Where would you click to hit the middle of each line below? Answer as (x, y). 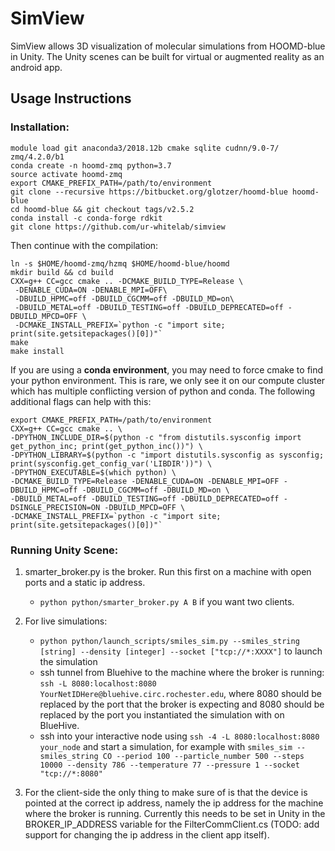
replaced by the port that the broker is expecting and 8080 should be (182, 704)
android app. (36, 67)
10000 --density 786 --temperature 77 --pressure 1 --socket (169, 765)
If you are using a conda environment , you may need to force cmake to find (167, 369)
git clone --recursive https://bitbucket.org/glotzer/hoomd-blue (149, 192)
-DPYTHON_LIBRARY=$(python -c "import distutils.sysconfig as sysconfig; (167, 455)
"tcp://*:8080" (71, 773)
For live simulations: (66, 621)
